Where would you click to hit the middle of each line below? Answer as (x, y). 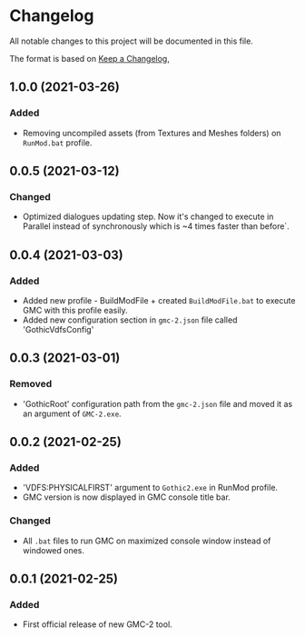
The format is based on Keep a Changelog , (89, 58)
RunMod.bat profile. (57, 143)
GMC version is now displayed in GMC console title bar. (127, 497)
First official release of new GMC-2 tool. (97, 624)
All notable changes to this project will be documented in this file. (132, 41)
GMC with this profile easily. (75, 310)
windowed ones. (53, 550)
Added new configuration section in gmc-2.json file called (130, 320)
